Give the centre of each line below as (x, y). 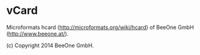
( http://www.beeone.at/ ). (37, 33)
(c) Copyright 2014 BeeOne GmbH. (50, 45)
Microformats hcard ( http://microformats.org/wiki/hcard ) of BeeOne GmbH (100, 27)
